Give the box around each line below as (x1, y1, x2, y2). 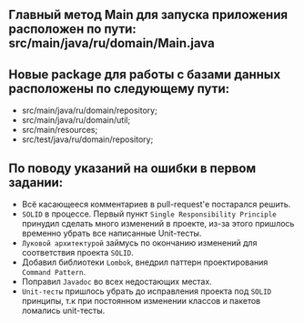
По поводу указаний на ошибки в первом (8, 160, 257, 176)
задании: (8, 175, 64, 190)
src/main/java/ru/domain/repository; (21, 105, 158, 116)
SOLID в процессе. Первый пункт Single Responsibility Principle (21, 208, 277, 219)
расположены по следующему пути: (8, 81, 229, 96)
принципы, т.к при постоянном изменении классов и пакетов (21, 296, 261, 307)
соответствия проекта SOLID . (21, 247, 134, 258)
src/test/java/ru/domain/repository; (21, 134, 154, 145)
